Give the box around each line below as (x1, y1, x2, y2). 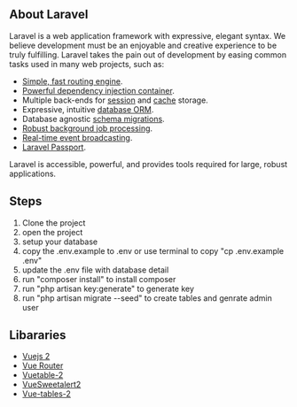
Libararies (9, 327, 66, 343)
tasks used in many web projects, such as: (9, 58, 165, 69)
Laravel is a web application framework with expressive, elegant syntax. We (9, 30, 286, 41)
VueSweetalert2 (21, 380, 82, 390)
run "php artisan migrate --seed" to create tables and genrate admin (21, 292, 272, 303)
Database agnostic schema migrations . (21, 113, 166, 124)
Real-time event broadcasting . (21, 132, 133, 142)
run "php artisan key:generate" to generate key (21, 283, 195, 294)
